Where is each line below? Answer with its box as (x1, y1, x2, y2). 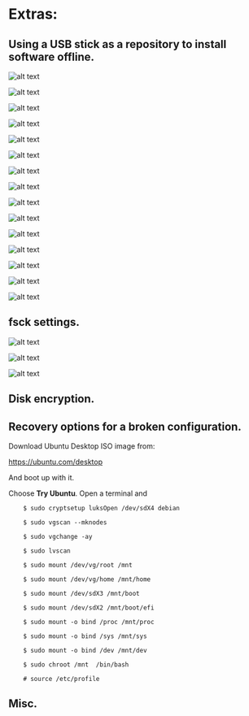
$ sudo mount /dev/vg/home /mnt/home (23, 575, 151, 584)
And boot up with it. (8, 473, 75, 483)
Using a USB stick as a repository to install (8, 37, 227, 51)
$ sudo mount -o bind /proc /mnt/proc (23, 618, 155, 627)
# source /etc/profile (23, 675, 100, 683)
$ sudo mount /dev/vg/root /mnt (23, 562, 133, 570)
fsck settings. (8, 315, 80, 329)
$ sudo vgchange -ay (23, 533, 93, 541)
